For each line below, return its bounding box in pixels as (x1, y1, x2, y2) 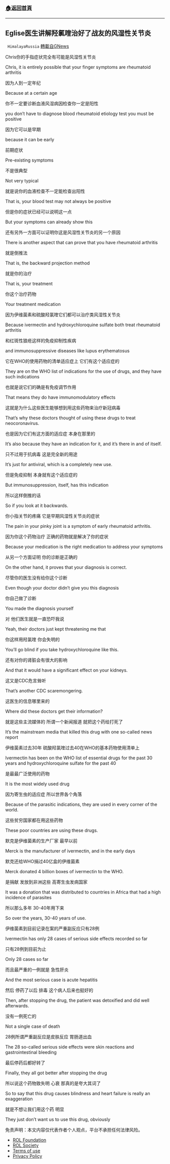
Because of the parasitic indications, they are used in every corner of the (5, 801, 158, 807)
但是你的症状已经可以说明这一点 (5, 209, 72, 215)
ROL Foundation (12, 1137, 47, 1143)
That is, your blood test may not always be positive (5, 199, 111, 205)
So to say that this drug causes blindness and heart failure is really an (5, 1091, 150, 1097)
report (5, 734, 19, 741)
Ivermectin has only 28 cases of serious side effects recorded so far (5, 936, 148, 942)
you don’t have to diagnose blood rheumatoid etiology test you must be (5, 110, 154, 117)
